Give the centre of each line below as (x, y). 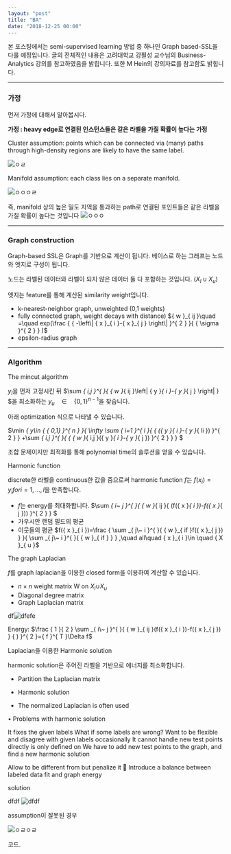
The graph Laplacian (37, 558)
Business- (192, 55)
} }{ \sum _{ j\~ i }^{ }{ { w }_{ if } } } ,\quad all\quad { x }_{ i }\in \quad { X (120, 538)
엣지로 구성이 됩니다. (42, 264)
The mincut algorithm (38, 377)
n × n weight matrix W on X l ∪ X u (62, 587)
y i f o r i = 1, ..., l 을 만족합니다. (45, 490)
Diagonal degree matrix (51, 595)
